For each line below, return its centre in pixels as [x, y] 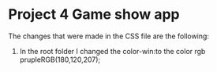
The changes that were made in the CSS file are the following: [108, 36]
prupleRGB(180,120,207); [60, 59]
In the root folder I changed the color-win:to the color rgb [112, 51]
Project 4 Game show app [94, 14]
